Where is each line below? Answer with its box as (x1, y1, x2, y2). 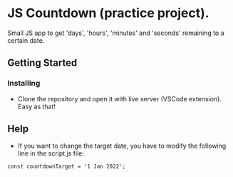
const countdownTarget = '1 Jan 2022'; (7, 163, 126, 171)
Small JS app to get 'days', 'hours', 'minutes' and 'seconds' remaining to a (7, 29, 224, 37)
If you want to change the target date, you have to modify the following (17, 141, 227, 151)
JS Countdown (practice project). (7, 5, 209, 21)
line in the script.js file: (17, 149, 84, 158)
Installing (7, 79, 41, 88)
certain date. (7, 36, 45, 44)
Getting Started (7, 57, 78, 69)
